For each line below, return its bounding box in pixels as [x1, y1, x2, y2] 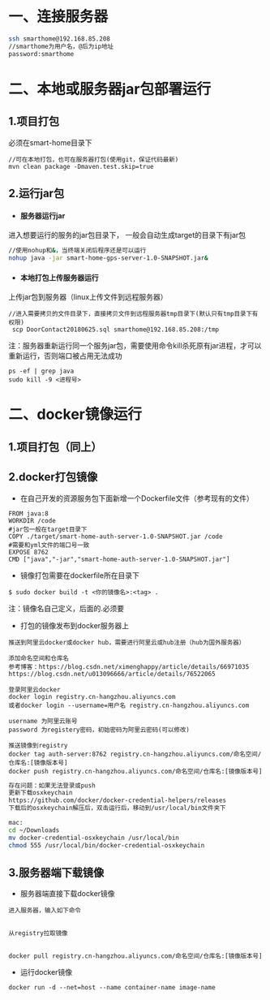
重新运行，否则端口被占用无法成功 [8, 351, 122, 361]
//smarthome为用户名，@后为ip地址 [8, 42, 114, 50]
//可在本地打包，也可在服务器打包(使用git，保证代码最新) [8, 155, 179, 163]
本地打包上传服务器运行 [19, 273, 99, 282]
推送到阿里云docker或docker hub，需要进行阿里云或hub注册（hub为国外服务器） [8, 638, 246, 646]
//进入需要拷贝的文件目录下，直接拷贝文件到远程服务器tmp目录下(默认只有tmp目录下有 [8, 310, 259, 318]
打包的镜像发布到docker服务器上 [19, 620, 130, 630]
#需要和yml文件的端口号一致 [8, 541, 90, 549]
